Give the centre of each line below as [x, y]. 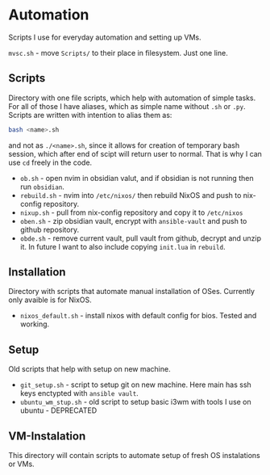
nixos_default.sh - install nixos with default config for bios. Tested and [138, 316]
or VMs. [21, 464]
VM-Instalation [47, 436]
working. [35, 324]
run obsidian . [42, 187]
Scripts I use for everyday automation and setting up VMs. [105, 37]
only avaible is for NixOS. [50, 300]
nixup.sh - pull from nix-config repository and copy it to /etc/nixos [131, 212]
